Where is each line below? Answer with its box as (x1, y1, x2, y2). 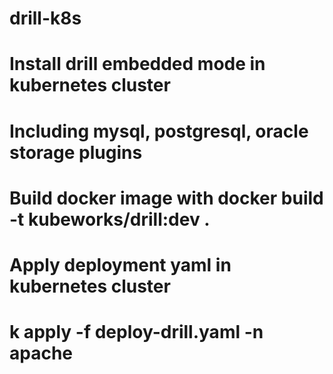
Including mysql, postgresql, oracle (9, 120, 309, 142)
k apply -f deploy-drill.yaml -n (9, 321, 264, 344)
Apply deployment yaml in (9, 253, 232, 276)
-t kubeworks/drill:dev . (9, 208, 211, 231)
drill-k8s (9, 7, 82, 30)
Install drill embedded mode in (9, 53, 266, 76)
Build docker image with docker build (9, 187, 324, 209)
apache (9, 342, 74, 365)
